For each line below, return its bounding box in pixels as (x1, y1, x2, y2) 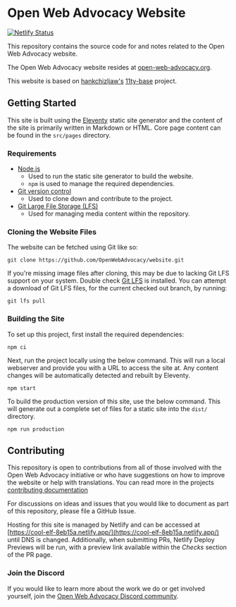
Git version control (17, 187, 72, 195)
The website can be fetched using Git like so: (7, 243, 139, 252)
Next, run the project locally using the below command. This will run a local (7, 356, 225, 364)
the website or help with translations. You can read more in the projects (7, 478, 215, 487)
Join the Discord (7, 568, 65, 578)
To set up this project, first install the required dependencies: (7, 330, 185, 338)
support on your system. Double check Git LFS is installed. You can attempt (7, 276, 227, 285)
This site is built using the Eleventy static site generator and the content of (7, 116, 223, 124)
